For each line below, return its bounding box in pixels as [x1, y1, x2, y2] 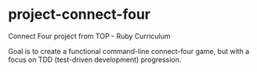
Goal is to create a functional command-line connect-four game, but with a [8, 46, 250, 56]
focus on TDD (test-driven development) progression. [8, 55, 182, 64]
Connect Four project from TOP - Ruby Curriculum [8, 31, 171, 41]
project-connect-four [8, 5, 151, 23]
